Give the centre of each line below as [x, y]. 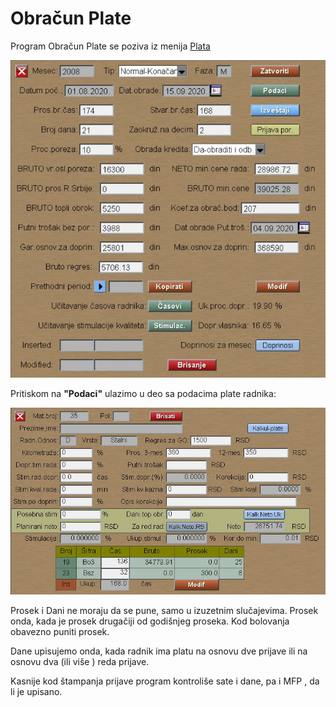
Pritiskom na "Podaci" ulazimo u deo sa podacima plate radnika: [143, 393]
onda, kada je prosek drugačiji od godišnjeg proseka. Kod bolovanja [150, 621]
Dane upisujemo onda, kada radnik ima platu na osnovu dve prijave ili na [159, 651]
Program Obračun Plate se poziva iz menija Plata [110, 46]
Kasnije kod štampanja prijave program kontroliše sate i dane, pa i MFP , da [165, 681]
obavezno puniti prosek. [60, 631]
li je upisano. [36, 691]
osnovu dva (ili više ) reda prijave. [80, 661]
